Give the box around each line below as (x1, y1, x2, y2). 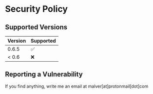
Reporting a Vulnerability (5, 70, 83, 79)
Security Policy (5, 3, 68, 15)
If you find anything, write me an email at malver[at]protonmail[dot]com (5, 83, 149, 89)
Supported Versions (5, 23, 67, 31)
